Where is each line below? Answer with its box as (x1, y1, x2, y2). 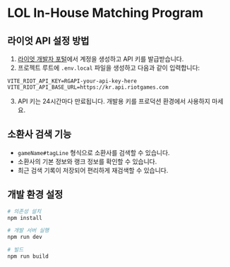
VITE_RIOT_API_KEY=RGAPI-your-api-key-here (7, 77, 138, 85)
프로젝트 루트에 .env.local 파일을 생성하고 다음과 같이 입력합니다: (17, 63, 200, 72)
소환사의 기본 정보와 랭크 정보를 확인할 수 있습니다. (17, 157, 157, 166)
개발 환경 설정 (7, 189, 63, 201)
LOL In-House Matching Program (7, 5, 204, 21)
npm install (7, 214, 42, 221)
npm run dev (7, 234, 42, 241)
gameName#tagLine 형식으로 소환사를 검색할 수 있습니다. (17, 148, 171, 156)
